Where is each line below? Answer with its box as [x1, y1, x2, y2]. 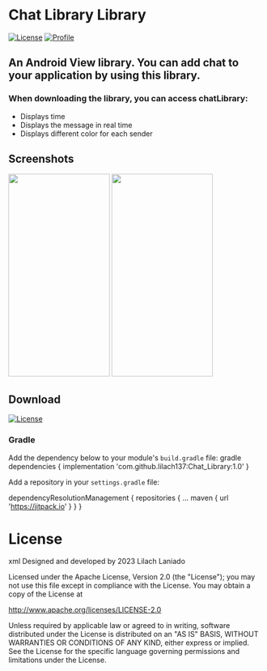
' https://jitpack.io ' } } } [8, 501, 83, 511]
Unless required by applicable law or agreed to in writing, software [8, 621, 231, 630]
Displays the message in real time [19, 120, 133, 130]
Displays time [19, 111, 66, 121]
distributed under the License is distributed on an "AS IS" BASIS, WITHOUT [8, 630, 259, 639]
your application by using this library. [8, 69, 201, 83]
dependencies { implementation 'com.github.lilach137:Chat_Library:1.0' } [8, 461, 249, 471]
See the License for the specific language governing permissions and [8, 647, 240, 656]
